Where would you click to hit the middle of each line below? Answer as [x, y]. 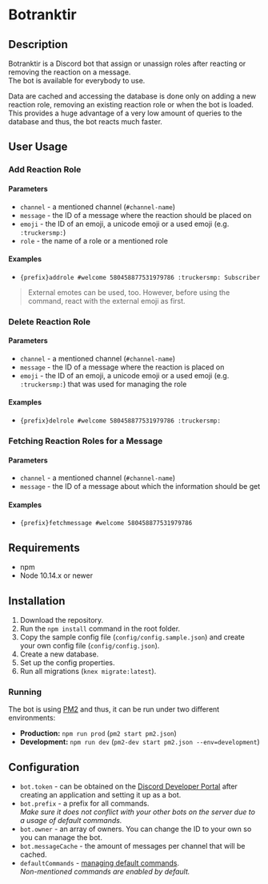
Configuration [44, 767]
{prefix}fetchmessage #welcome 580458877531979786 [106, 523]
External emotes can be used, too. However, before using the [129, 292]
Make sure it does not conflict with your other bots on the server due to [138, 812]
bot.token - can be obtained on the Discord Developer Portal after [129, 786]
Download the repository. [62, 620]
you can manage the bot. [61, 838]
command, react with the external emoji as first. [106, 301]
